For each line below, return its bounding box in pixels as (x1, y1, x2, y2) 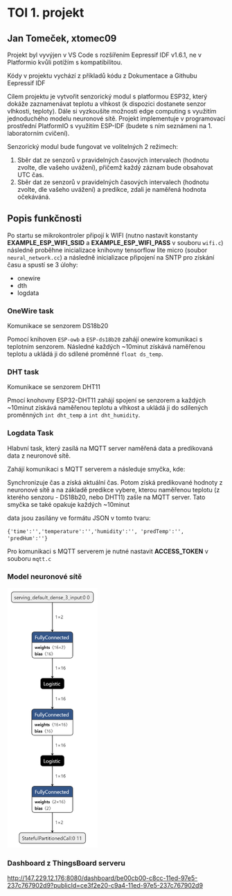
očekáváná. (17, 192, 51, 201)
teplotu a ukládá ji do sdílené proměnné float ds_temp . (7, 350, 164, 358)
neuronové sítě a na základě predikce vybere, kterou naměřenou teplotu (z (7, 485, 220, 494)
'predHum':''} (7, 535, 48, 541)
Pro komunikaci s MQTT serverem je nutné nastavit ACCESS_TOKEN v (7, 547, 209, 555)
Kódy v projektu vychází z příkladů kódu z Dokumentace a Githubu (7, 71, 197, 80)
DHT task (7, 367, 39, 377)
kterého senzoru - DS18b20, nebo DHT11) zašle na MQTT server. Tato (7, 493, 206, 501)
